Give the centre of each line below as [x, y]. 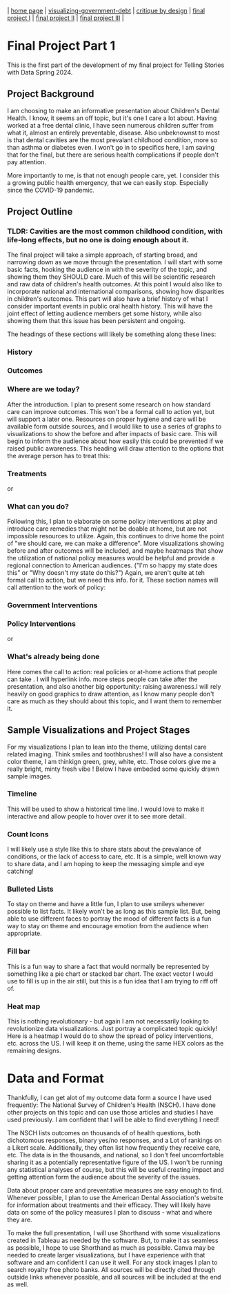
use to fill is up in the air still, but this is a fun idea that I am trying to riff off [113, 981]
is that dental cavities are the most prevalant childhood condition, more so [112, 140]
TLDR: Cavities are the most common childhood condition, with [115, 231]
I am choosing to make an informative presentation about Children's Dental [113, 110]
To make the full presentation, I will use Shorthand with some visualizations [114, 1233]
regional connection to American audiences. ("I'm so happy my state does [112, 565]
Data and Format [56, 1078]
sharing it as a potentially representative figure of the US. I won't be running [115, 1162]
